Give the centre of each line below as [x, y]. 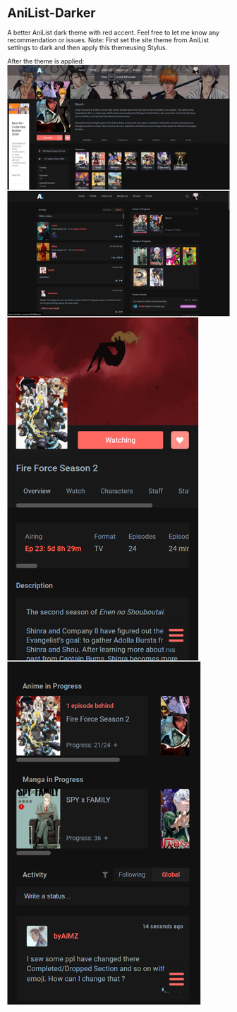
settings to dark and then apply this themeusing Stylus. [87, 47]
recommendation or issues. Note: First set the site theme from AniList [108, 39]
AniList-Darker [51, 13]
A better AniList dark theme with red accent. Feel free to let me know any [114, 32]
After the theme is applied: [46, 61]
